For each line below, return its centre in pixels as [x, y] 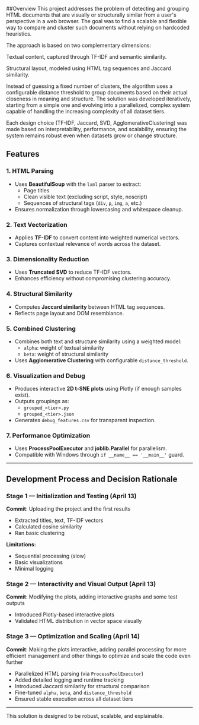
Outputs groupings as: [42, 401]
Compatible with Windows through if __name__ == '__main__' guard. [99, 455]
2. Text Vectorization [37, 224]
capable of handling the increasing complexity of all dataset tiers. [86, 111]
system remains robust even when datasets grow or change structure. [92, 135]
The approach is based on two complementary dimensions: [79, 45]
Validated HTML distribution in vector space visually [78, 621]
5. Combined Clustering [41, 328]
